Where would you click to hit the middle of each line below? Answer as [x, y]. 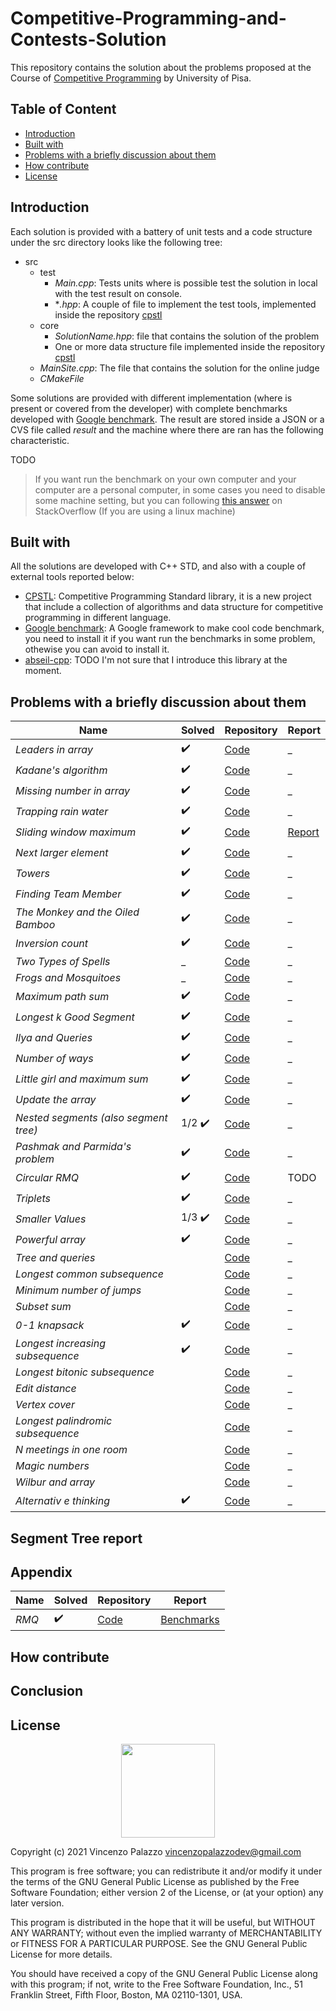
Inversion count [52, 943]
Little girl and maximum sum [82, 1079]
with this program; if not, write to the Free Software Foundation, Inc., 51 [156, 1984]
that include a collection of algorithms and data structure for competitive [174, 607]
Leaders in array [54, 749]
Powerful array [50, 1239]
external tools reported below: [72, 577]
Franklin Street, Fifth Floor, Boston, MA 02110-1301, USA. [126, 1994]
